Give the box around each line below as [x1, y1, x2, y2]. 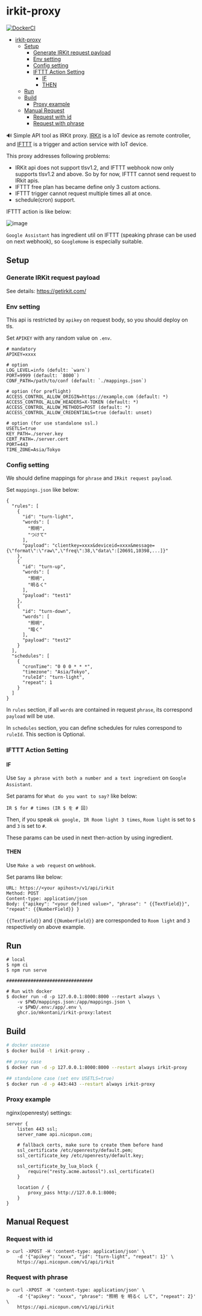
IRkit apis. [14, 177, 40, 184]
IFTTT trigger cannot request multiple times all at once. [14, 190, 153, 197]
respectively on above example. [6, 923, 86, 930]
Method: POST [6, 890, 39, 896]
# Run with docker [6, 988, 52, 994]
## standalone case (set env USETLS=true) [6, 1075, 115, 1082]
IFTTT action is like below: [6, 208, 72, 215]
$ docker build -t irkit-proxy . [6, 1048, 90, 1054]
